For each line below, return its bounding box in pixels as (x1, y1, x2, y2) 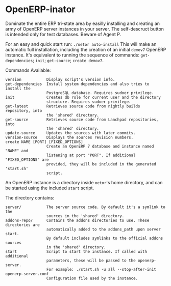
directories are (5, 222, 40, 227)
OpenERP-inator (5, 4, 76, 15)
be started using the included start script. (5, 185, 94, 191)
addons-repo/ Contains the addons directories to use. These (5, 218, 150, 223)
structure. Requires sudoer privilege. (46, 99, 131, 104)
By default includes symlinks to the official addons (46, 236, 163, 241)
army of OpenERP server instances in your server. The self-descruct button (5, 25, 164, 32)
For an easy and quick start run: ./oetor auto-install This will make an (5, 41, 157, 47)
